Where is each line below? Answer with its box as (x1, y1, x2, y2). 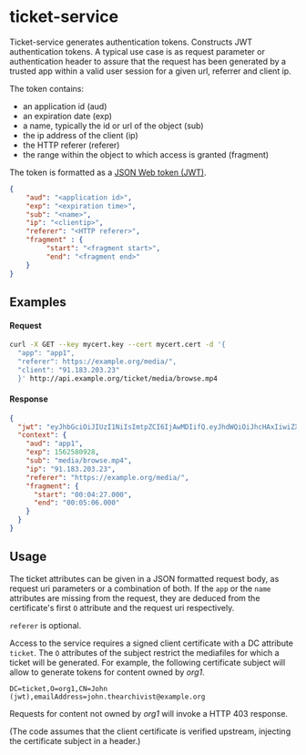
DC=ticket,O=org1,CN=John (9, 684, 107, 693)
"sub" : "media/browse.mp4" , (25, 456, 132, 465)
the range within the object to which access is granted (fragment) (22, 148, 270, 160)
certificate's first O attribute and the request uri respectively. (9, 602, 235, 613)
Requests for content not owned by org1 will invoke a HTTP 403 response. (9, 708, 289, 719)
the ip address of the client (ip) (22, 129, 138, 140)
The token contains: (9, 83, 85, 94)
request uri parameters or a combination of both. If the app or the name (9, 583, 271, 594)
